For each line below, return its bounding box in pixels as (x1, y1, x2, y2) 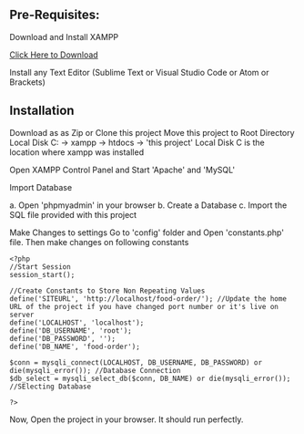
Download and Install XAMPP (9, 31, 119, 42)
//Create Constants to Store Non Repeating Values (9, 286, 206, 295)
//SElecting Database (9, 382, 92, 391)
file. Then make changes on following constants (9, 236, 189, 247)
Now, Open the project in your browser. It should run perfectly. (9, 414, 244, 425)
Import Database (9, 181, 73, 192)
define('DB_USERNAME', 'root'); (9, 325, 132, 336)
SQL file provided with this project (9, 209, 137, 220)
